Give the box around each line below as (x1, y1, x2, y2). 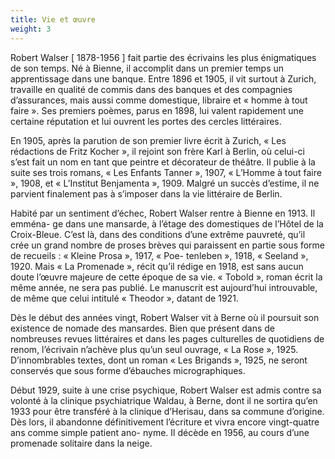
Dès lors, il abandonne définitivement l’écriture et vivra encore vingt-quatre (10, 416, 320, 428)
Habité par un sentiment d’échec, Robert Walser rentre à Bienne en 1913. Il (10, 207, 316, 219)
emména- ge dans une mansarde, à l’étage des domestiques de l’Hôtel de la (10, 217, 324, 230)
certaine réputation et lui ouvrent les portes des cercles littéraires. (10, 115, 282, 127)
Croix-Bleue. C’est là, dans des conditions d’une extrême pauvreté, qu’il (10, 228, 306, 240)
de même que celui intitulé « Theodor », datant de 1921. (10, 292, 239, 304)
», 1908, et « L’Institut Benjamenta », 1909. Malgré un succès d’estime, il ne (10, 177, 320, 189)
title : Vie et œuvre (10, 14, 97, 25)
